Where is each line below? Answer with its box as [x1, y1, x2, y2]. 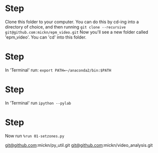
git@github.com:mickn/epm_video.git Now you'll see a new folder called [5, 29, 148, 35]
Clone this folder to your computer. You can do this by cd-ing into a [5, 19, 139, 25]
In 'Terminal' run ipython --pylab [5, 100, 72, 106]
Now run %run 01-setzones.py [5, 133, 64, 139]
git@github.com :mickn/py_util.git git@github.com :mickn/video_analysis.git [5, 142, 153, 148]
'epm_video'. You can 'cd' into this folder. [5, 34, 87, 40]
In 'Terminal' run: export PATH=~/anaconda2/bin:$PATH [5, 67, 112, 73]
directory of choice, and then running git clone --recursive [5, 24, 126, 29]
